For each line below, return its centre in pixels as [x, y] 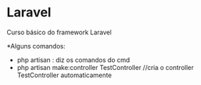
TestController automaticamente [64, 75]
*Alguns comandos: [36, 46]
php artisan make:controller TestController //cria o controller [105, 67]
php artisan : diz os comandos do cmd [73, 60]
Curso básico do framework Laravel [59, 32]
